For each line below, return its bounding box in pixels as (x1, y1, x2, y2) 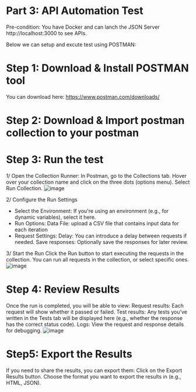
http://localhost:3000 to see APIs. (6, 29, 87, 36)
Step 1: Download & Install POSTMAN (6, 61, 189, 75)
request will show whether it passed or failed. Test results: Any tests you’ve (6, 308, 188, 315)
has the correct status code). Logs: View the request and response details (6, 321, 184, 328)
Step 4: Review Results (6, 283, 120, 296)
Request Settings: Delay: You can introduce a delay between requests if (14, 232, 187, 239)
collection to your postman (6, 126, 139, 140)
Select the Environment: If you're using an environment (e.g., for (14, 208, 169, 214)
